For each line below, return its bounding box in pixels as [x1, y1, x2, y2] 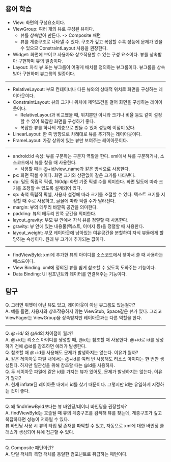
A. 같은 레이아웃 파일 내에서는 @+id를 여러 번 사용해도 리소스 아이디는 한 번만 [5, 356, 159, 362]
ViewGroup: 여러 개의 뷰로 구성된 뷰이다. [12, 26, 95, 32]
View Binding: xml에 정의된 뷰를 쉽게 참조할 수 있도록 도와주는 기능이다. [12, 264, 156, 270]
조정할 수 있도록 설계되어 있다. [22, 184, 82, 191]
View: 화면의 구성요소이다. [12, 19, 66, 26]
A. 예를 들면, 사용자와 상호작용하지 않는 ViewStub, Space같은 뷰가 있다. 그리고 [5, 308, 162, 314]
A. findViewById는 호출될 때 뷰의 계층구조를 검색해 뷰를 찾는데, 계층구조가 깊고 [5, 409, 162, 415]
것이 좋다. [10, 387, 30, 394]
